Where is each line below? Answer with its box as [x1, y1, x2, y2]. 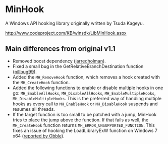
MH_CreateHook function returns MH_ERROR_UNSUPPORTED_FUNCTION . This [12, 122, 155, 128]
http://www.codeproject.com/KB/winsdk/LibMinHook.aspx [5, 30, 127, 36]
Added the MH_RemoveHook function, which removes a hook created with [12, 74, 160, 80]
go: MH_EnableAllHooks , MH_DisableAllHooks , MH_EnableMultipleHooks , [12, 90, 156, 96]
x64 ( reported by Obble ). [12, 132, 65, 139]
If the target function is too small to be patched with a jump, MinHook [12, 111, 157, 117]
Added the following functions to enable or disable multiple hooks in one [12, 85, 163, 91]
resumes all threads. [12, 106, 55, 112]
